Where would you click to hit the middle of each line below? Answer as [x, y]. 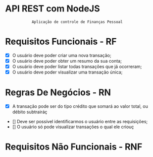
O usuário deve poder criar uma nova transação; [62, 55]
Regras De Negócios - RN [58, 93]
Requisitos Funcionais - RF [61, 41]
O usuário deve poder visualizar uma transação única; [67, 72]
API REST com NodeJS [52, 9]
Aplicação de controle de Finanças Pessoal [77, 22]
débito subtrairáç [30, 112]
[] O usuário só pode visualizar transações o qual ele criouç [73, 127]
